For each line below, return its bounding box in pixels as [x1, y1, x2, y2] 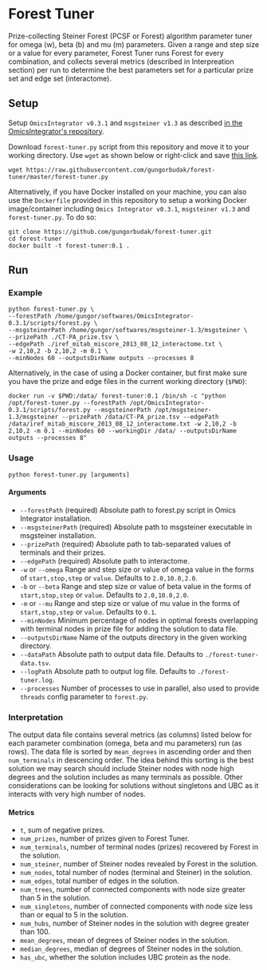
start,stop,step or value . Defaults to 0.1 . [19, 607, 157, 616]
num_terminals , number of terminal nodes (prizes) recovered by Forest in [19, 842, 259, 852]
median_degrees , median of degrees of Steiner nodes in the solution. [19, 944, 243, 954]
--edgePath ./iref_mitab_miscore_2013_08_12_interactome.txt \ [8, 340, 223, 348]
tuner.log [19, 676, 53, 684]
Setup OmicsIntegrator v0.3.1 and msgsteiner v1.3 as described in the [8, 117, 243, 128]
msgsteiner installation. [19, 530, 96, 540]
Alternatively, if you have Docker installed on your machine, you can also [8, 187, 247, 196]
